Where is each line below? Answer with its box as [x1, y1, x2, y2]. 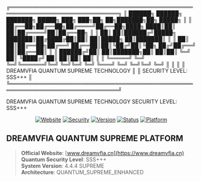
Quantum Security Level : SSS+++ [20, 156, 107, 163]
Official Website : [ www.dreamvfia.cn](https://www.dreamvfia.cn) [20, 149, 185, 156]
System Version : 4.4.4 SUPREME [20, 162, 105, 169]
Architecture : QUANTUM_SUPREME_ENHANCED [20, 168, 144, 176]
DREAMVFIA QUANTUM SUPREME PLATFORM [6, 133, 184, 144]
